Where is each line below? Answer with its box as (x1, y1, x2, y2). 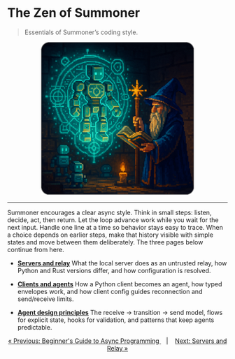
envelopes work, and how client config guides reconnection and (17, 287, 203, 295)
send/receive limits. (17, 295, 74, 303)
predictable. (17, 323, 52, 331)
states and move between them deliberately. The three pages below (7, 237, 204, 246)
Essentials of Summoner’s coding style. (24, 28, 138, 36)
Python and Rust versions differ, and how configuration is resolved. (17, 266, 211, 274)
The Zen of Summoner (7, 5, 141, 21)
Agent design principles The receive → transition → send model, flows (17, 308, 223, 316)
